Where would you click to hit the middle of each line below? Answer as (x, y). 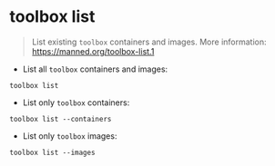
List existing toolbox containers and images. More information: (149, 42)
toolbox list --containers (61, 119)
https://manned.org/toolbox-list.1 (93, 51)
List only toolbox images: (70, 136)
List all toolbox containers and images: (95, 69)
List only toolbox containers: (76, 103)
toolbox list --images (52, 152)
